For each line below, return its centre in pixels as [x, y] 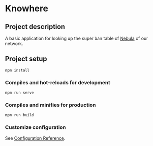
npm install [17, 70]
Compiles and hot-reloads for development [58, 82]
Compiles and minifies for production [50, 105]
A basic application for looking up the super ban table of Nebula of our [77, 38]
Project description [35, 27]
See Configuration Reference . [35, 138]
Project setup [26, 59]
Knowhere [27, 9]
